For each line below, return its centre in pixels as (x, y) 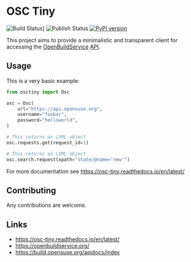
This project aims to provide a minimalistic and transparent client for (92, 40)
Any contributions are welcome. (47, 205)
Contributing (31, 191)
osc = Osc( (20, 103)
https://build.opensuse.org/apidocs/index (68, 252)
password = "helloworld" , (48, 120)
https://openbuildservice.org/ (52, 246)
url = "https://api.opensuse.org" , (60, 109)
